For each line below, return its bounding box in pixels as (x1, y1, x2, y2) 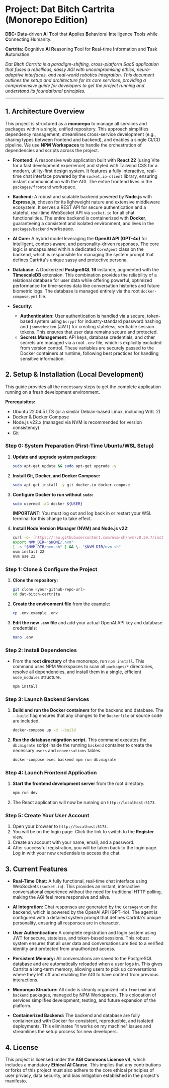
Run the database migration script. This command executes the (12, 737, 147, 743)
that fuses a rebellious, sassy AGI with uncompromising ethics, (5, 66, 136, 72)
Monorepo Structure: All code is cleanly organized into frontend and (12, 987, 156, 993)
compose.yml (12, 294, 38, 299)
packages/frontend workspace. (12, 184, 77, 190)
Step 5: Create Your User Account (5, 812, 90, 819)
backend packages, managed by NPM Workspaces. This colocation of (12, 992, 157, 998)
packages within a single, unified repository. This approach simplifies (5, 126, 149, 132)
